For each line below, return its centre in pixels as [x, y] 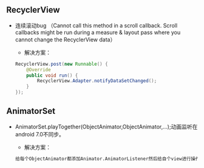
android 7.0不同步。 [40, 134]
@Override [39, 69]
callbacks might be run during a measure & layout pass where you [98, 32]
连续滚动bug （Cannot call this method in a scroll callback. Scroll [96, 25]
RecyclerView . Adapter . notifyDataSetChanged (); [97, 81]
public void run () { [52, 75]
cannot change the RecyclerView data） [65, 40]
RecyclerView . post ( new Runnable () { [61, 64]
